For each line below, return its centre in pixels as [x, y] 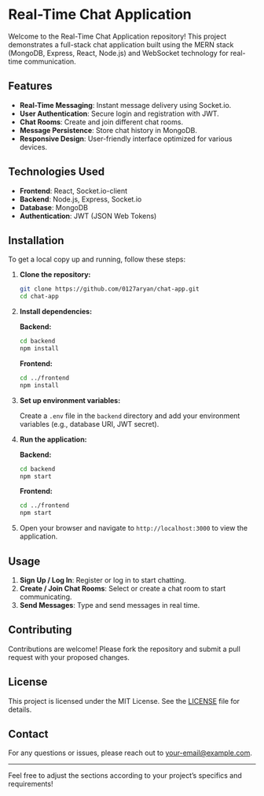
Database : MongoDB [54, 207]
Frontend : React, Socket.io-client [73, 191]
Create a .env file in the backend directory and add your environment [130, 416]
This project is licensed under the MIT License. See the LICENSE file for [124, 701]
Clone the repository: [55, 275]
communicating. [46, 597]
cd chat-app [39, 297]
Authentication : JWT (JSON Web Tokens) [88, 216]
